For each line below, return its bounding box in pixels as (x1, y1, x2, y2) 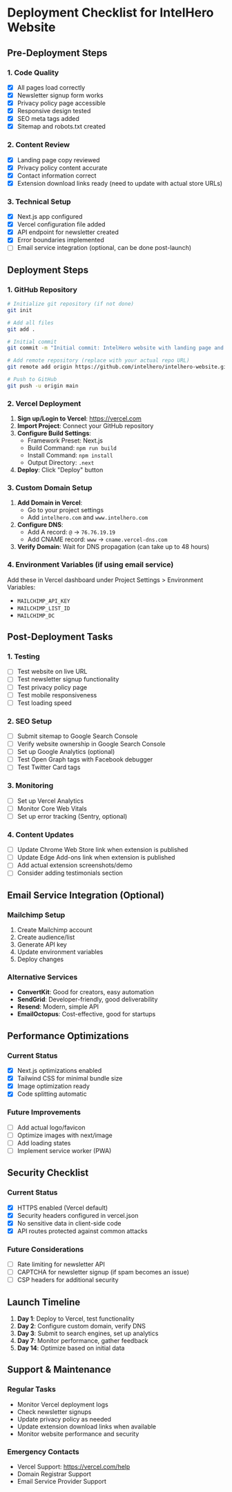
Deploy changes (17, 955, 64, 964)
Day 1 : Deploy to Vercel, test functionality (17, 1315, 135, 1323)
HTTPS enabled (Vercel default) (17, 1203, 108, 1212)
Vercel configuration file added (17, 220, 106, 229)
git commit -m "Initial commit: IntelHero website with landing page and (7, 345, 224, 351)
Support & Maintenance (7, 1364, 112, 1375)
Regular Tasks (7, 1384, 57, 1394)
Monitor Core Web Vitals (17, 804, 88, 813)
